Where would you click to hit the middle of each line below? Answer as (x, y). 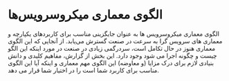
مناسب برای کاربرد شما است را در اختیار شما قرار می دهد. (84, 70)
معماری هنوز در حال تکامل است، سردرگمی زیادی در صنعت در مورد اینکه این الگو (112, 48)
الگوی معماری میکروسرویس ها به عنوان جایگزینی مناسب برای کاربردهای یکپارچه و (114, 34)
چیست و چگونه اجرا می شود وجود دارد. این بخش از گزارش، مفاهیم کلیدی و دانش (112, 56)
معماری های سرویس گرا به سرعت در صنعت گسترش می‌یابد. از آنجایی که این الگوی (115, 40)
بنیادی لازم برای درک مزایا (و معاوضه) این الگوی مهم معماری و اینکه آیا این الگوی (111, 62)
